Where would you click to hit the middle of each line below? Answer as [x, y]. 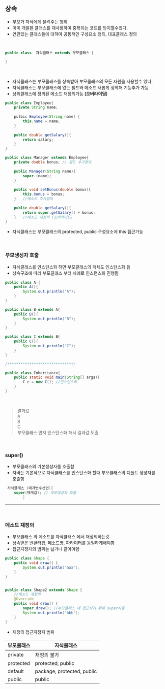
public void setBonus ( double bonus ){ [53, 190]
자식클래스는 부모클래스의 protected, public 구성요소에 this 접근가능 [78, 232]
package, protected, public [66, 671]
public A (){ [26, 287]
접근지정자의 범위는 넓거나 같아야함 [46, 549]
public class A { [23, 282]
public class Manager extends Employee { [47, 158]
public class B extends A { [33, 309]
